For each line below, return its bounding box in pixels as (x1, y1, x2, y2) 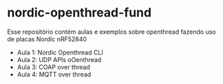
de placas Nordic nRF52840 (7, 34, 87, 43)
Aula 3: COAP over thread (17, 63, 91, 71)
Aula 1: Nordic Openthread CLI (17, 48, 103, 56)
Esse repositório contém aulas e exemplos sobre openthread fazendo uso (7, 28, 216, 36)
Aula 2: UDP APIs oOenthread (17, 55, 102, 63)
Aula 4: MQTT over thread (17, 70, 92, 78)
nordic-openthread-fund (7, 5, 152, 21)
